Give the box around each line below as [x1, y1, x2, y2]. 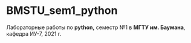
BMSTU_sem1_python [6, 4, 118, 18]
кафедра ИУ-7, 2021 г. [6, 30, 62, 37]
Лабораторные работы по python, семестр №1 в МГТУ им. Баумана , [6, 24, 186, 31]
